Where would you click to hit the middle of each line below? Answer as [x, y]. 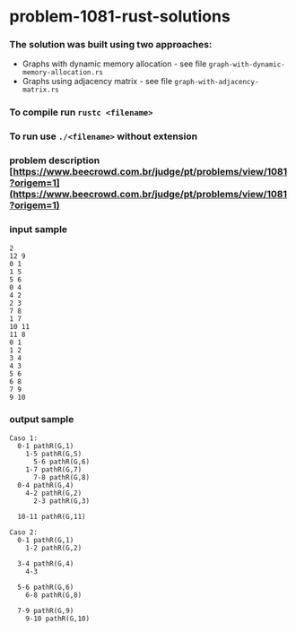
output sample [42, 420]
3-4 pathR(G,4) [46, 563]
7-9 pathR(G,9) [46, 610]
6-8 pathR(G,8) [54, 595]
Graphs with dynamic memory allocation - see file [114, 64]
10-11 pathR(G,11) [52, 516]
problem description [55, 160]
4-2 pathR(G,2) [54, 493]
